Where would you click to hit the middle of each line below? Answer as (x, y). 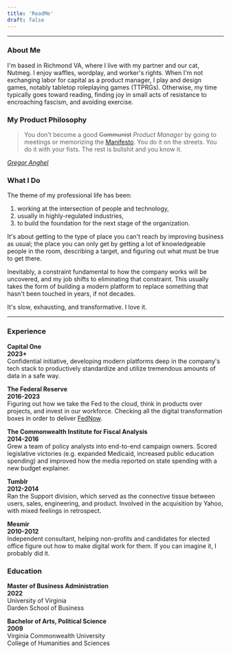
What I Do (24, 181)
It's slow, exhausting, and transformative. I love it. (77, 307)
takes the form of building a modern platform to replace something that (108, 287)
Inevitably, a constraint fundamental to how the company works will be (107, 272)
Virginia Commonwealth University (56, 635)
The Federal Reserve (37, 389)
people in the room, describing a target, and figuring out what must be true (113, 251)
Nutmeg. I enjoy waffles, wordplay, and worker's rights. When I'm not (105, 72)
